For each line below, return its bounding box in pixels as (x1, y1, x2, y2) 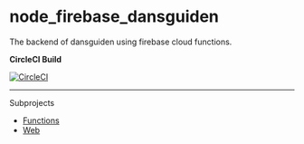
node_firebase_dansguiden (9, 6, 219, 27)
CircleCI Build (9, 53, 62, 64)
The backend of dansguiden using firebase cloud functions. (9, 36, 233, 47)
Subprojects (9, 97, 55, 108)
